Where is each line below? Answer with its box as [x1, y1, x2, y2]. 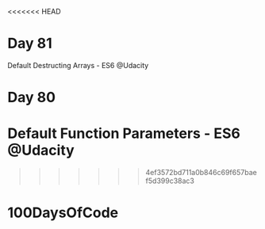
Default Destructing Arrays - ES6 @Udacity [7, 60, 149, 70]
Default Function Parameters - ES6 [7, 124, 241, 143]
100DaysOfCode [7, 204, 119, 222]
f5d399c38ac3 [145, 176, 195, 185]
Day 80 [7, 89, 56, 106]
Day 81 [7, 35, 52, 52]
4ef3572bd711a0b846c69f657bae [145, 168, 257, 177]
